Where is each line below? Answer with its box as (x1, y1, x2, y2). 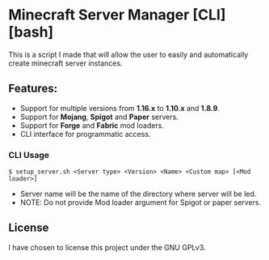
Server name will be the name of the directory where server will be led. (19, 189, 257, 199)
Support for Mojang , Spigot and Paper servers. (19, 112, 179, 121)
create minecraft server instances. (8, 58, 123, 68)
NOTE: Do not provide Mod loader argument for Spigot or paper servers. (19, 198, 262, 207)
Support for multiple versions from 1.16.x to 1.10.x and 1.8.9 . (19, 103, 221, 113)
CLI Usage (8, 149, 50, 160)
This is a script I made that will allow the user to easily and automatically (8, 49, 249, 59)
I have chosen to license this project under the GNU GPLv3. (8, 242, 206, 252)
